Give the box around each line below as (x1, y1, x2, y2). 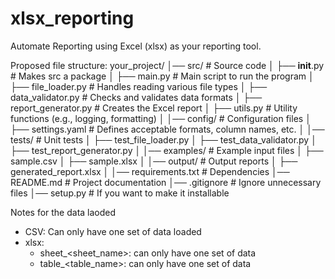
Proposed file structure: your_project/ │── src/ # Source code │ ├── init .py (10, 59, 325, 71)
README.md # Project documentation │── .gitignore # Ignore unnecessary (10, 176, 322, 188)
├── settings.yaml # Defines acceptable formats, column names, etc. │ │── (10, 123, 325, 135)
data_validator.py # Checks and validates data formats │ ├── (10, 91, 263, 103)
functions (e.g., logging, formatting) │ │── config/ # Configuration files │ (10, 112, 312, 124)
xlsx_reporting (10, 7, 135, 30)
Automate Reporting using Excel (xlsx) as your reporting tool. (10, 40, 262, 52)
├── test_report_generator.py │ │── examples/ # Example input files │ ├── (10, 144, 324, 156)
